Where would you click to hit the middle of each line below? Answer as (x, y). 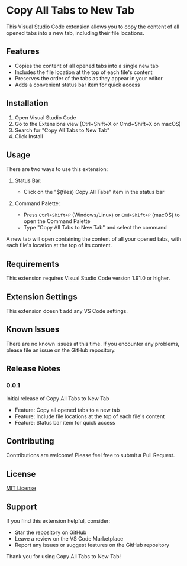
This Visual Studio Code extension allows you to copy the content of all (93, 27)
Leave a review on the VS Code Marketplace (69, 538)
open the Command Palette (57, 221)
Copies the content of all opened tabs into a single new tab (86, 66)
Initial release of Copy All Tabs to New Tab (58, 398)
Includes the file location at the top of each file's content (83, 72)
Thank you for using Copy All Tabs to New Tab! (64, 556)
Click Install (29, 136)
